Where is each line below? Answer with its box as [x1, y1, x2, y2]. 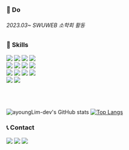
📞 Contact [6, 123, 35, 132]
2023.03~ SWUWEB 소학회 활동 [6, 21, 86, 29]
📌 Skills [6, 41, 29, 49]
